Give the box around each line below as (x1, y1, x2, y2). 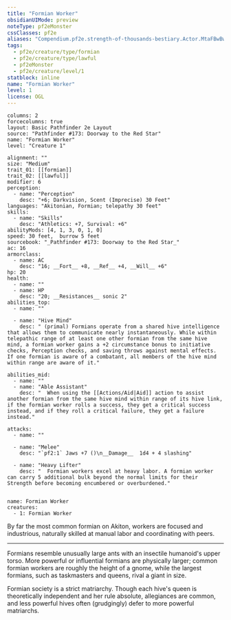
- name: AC (13, 257, 45, 264)
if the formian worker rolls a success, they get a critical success (7, 402, 211, 409)
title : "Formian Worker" (7, 10, 78, 17)
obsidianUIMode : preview (7, 17, 78, 23)
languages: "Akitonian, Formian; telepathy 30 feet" (7, 203, 162, 209)
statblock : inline (7, 74, 60, 81)
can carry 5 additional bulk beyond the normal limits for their (7, 474, 198, 481)
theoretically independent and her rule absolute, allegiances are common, (7, 592, 216, 600)
